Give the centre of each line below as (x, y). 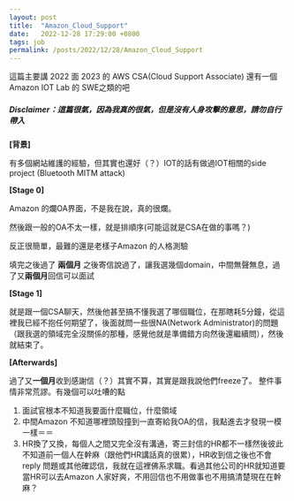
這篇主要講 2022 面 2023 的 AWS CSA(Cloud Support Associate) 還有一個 (143, 77)
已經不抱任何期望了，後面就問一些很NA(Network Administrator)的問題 (151, 323)
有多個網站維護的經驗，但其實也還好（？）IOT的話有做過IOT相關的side (138, 163)
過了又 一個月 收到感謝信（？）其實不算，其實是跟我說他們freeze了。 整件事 (146, 381)
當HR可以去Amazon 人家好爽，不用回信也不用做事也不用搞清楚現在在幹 (152, 477)
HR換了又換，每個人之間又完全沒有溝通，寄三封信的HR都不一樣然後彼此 (153, 444)
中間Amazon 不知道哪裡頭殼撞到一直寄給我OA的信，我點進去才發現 (144, 421)
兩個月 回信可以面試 (60, 276)
